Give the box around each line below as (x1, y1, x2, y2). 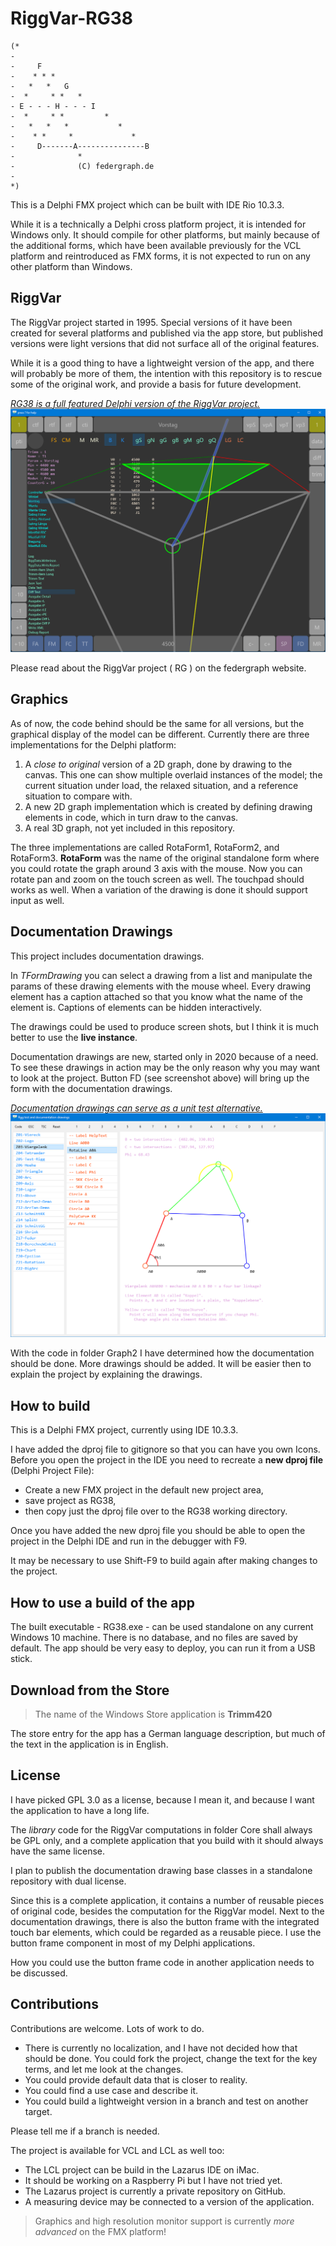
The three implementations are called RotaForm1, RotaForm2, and (10, 841, 280, 853)
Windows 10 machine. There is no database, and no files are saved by (10, 1632, 298, 1644)
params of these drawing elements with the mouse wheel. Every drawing (10, 980, 312, 992)
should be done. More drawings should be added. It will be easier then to (10, 1358, 312, 1370)
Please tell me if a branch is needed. (10, 2125, 160, 2137)
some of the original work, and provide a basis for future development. (10, 378, 302, 390)
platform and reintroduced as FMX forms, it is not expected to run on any (10, 250, 311, 262)
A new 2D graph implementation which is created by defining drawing (24, 800, 313, 812)
